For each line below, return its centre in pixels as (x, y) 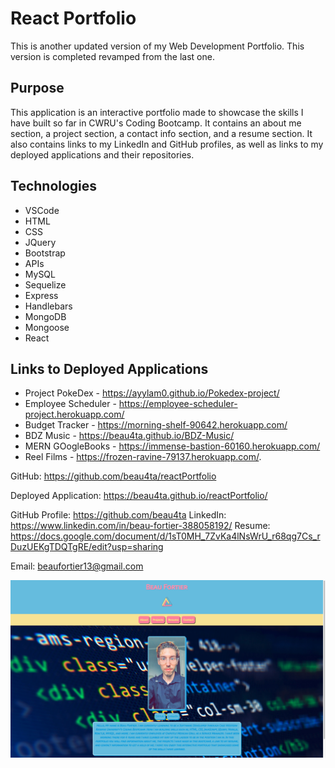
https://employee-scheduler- (178, 404)
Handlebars (48, 306)
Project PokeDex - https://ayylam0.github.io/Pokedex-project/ (152, 393)
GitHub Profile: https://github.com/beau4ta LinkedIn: (118, 515)
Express (41, 295)
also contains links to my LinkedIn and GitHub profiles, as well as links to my (167, 144)
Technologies (54, 186)
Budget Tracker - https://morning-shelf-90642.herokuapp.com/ (156, 425)
